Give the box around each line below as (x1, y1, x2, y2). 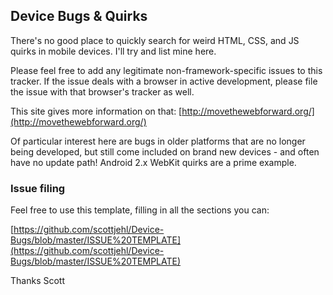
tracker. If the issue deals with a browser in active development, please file (10, 75, 318, 87)
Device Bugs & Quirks (10, 8, 148, 25)
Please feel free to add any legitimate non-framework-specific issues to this (10, 64, 323, 76)
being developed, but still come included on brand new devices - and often (10, 145, 320, 158)
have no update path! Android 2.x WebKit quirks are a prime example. (10, 156, 297, 168)
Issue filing (10, 181, 66, 195)
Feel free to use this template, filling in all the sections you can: (10, 204, 270, 216)
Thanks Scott (10, 275, 65, 287)
